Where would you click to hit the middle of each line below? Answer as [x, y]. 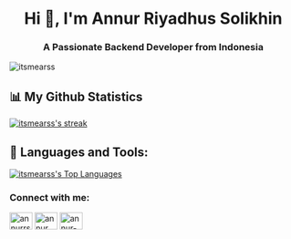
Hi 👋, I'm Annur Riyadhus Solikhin [153, 19]
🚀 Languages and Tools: [79, 152]
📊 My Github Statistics [76, 96]
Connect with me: [50, 198]
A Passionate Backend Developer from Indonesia [153, 47]
